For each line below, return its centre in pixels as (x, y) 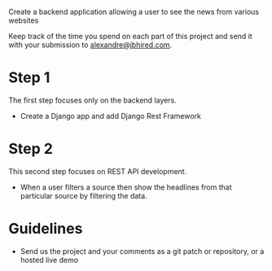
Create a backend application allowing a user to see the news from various (134, 12)
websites (24, 20)
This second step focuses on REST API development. (98, 171)
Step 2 (31, 149)
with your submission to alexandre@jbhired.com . (90, 45)
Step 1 (29, 78)
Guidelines (46, 229)
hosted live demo (49, 260)
